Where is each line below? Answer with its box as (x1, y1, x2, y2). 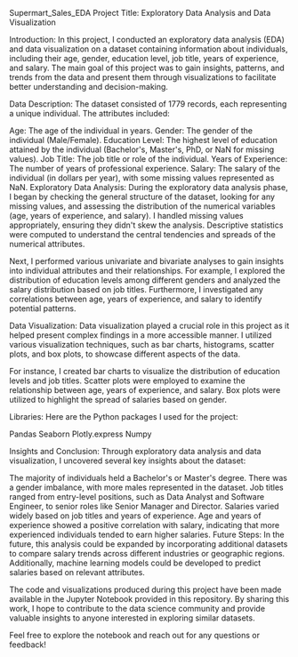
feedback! (9, 639, 46, 650)
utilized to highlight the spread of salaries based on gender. (9, 395, 228, 405)
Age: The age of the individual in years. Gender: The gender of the (9, 125, 254, 136)
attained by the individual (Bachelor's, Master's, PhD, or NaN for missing (9, 144, 275, 155)
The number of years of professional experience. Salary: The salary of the (9, 164, 281, 173)
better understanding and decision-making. (9, 82, 169, 92)
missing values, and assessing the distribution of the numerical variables (9, 201, 276, 212)
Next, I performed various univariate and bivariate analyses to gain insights (9, 256, 285, 266)
